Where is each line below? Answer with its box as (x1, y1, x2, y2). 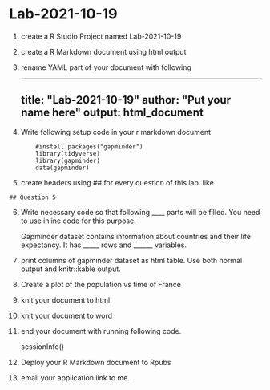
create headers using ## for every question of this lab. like (20, 177, 215, 187)
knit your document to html (20, 295, 111, 305)
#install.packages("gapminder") (35, 142, 143, 151)
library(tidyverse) (35, 149, 101, 157)
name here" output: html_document (20, 106, 204, 120)
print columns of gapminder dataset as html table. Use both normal (20, 255, 243, 265)
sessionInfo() (20, 342, 65, 351)
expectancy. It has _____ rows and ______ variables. (20, 240, 187, 250)
